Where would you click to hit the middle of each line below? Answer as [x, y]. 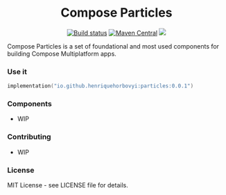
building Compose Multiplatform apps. [62, 53]
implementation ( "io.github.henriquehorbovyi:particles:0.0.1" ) [101, 86]
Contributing [29, 137]
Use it [17, 71]
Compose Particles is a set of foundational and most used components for [113, 46]
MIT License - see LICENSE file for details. [68, 185]
